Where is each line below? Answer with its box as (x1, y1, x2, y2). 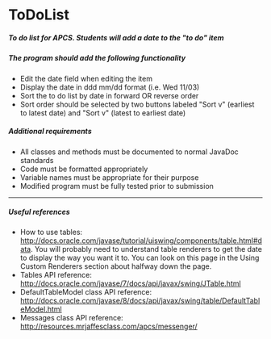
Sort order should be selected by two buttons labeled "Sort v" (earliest (19, 99, 255, 109)
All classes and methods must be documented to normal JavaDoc (19, 147, 240, 157)
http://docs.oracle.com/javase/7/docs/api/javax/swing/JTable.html (19, 278, 241, 288)
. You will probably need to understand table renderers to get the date (31, 245, 262, 254)
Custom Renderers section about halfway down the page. (19, 262, 212, 271)
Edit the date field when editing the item (19, 73, 153, 83)
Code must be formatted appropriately (19, 164, 148, 174)
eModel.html (19, 304, 62, 314)
